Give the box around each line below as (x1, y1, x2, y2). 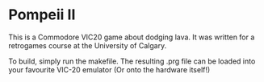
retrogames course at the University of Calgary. (8, 40, 167, 50)
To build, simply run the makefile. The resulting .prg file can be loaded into (8, 56, 256, 66)
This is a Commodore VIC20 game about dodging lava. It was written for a (8, 32, 255, 42)
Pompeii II (8, 6, 76, 24)
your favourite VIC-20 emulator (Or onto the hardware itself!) (8, 64, 211, 74)
